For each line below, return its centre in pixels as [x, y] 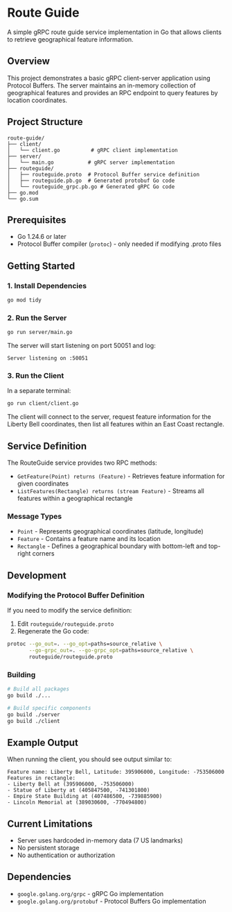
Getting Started [41, 266]
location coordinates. [37, 100]
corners [43, 554]
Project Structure [45, 122]
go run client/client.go [43, 404]
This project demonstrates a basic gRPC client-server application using [109, 78]
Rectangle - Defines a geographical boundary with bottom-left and [112, 546]
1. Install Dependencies [47, 285]
